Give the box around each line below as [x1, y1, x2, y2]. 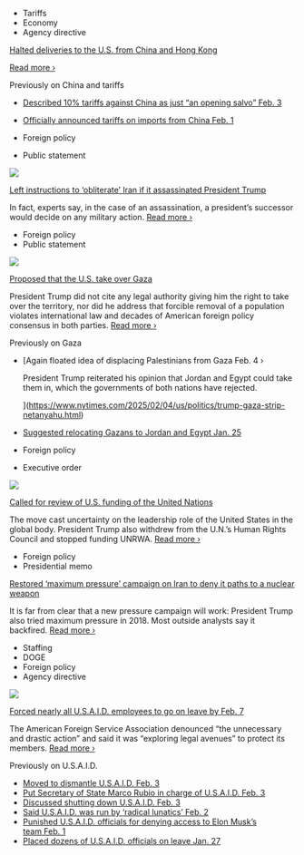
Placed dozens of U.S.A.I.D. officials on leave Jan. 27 [22, 836, 221, 846]
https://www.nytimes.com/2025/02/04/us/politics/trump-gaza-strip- [28, 400, 286, 411]
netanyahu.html [22, 410, 82, 420]
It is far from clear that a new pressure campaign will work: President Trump [9, 606, 293, 616]
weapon [9, 588, 40, 598]
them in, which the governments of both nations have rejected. [22, 383, 258, 393]
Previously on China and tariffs [9, 80, 124, 90]
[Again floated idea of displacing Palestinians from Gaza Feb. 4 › [22, 355, 264, 365]
